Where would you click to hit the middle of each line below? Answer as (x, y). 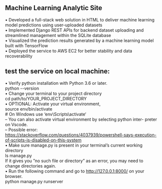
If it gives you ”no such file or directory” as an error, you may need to (74, 161)
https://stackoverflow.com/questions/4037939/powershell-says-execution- (81, 135)
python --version (22, 88)
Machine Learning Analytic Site (54, 8)
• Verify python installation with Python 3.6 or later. (56, 83)
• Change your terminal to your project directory (54, 93)
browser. (14, 176)
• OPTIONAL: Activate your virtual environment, (53, 104)
